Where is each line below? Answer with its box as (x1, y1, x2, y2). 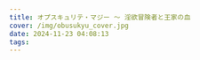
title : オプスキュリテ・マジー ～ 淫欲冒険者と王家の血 (9, 12, 191, 22)
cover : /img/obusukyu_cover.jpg (9, 21, 129, 30)
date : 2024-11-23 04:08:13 (9, 29, 109, 38)
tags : (9, 37, 29, 47)
